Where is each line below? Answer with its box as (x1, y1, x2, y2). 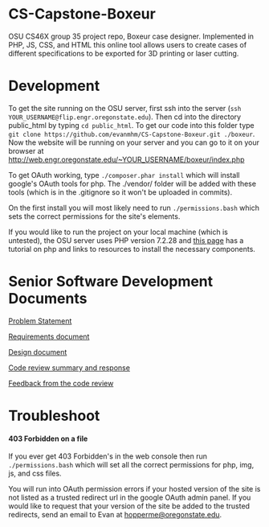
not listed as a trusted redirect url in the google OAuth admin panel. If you (8, 492, 251, 503)
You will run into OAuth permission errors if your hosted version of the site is (8, 484, 261, 494)
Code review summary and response (8, 363, 131, 373)
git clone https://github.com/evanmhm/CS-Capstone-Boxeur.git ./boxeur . (8, 129, 255, 138)
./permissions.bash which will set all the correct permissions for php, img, (8, 460, 255, 470)
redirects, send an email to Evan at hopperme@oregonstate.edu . (8, 510, 222, 520)
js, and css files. (8, 468, 62, 479)
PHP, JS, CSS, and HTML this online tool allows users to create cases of (8, 39, 247, 49)
